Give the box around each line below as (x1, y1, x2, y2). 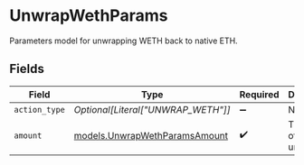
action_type (14, 105, 66, 115)
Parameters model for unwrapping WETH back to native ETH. (9, 35, 238, 46)
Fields (9, 61, 45, 77)
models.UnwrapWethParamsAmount (73, 129, 229, 142)
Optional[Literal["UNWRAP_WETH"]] (73, 103, 231, 115)
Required (239, 87, 280, 100)
